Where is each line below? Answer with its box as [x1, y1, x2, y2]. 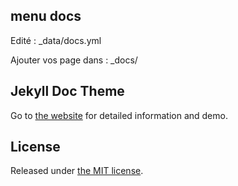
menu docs [10, 8, 82, 25]
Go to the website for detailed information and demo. [10, 109, 228, 121]
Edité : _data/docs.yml [10, 34, 102, 46]
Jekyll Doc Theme [10, 83, 125, 100]
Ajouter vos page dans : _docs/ [10, 54, 138, 66]
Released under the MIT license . [10, 165, 144, 177]
